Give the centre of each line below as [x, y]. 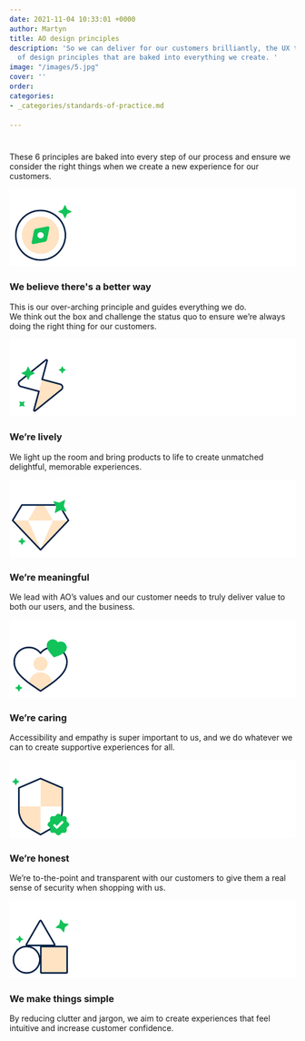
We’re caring [39, 718]
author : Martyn [38, 29]
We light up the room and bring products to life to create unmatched [137, 457]
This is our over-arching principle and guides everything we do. [128, 307]
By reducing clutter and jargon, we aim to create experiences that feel [140, 1018]
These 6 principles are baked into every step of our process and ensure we [150, 157]
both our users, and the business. [72, 607]
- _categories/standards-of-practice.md [87, 106]
